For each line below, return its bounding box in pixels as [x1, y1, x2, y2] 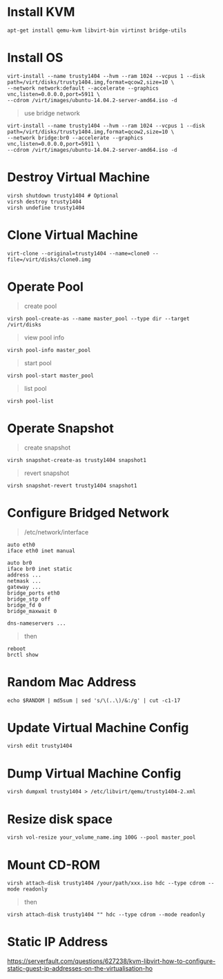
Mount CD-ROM [7, 857, 101, 873]
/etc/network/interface [23, 527, 89, 536]
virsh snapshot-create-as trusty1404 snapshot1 [7, 456, 147, 463]
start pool [23, 358, 52, 367]
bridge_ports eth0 [7, 590, 60, 597]
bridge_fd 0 [7, 601, 41, 608]
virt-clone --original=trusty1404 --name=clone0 [7, 250, 150, 257]
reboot [7, 645, 26, 652]
